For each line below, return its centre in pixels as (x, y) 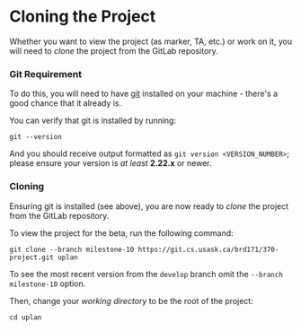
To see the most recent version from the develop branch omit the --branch (146, 274)
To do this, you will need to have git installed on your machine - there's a (144, 94)
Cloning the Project (83, 17)
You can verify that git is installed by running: (93, 121)
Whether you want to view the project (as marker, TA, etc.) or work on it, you (151, 41)
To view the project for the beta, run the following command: (121, 233)
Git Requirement (46, 74)
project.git (31, 257)
